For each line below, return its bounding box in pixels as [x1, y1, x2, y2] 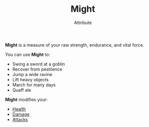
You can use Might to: [5, 51, 50, 57]
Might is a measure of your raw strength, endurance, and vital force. [5, 42, 145, 48]
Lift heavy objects [12, 76, 49, 82]
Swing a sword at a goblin [12, 61, 65, 67]
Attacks [12, 116, 28, 122]
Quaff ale [12, 87, 31, 93]
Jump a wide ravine [12, 71, 53, 77]
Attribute [74, 20, 92, 25]
